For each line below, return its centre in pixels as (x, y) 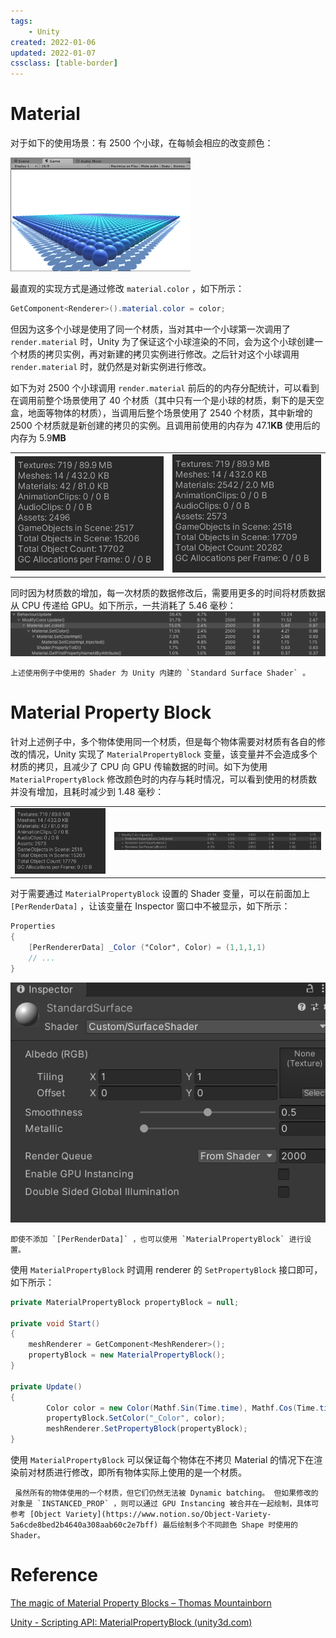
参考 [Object (36, 1515)
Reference (54, 1575)
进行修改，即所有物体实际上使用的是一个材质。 (150, 1472)
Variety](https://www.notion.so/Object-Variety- (168, 1515)
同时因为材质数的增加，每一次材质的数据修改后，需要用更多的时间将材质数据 (168, 592)
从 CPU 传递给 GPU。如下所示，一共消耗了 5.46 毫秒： (123, 605)
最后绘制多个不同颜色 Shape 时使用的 (230, 1525)
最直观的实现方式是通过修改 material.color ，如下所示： (127, 289)
